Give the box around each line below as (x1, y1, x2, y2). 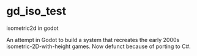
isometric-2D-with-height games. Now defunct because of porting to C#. (6, 43, 191, 50)
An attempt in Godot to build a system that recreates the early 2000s (6, 36, 180, 43)
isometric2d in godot (6, 24, 59, 32)
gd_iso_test (6, 4, 66, 18)
